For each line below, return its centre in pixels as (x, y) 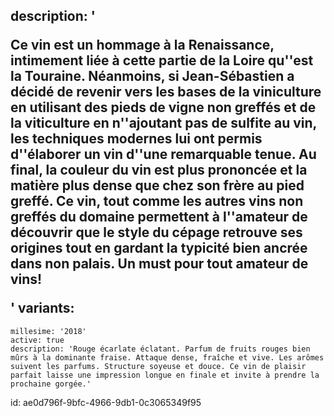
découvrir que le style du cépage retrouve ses (156, 232)
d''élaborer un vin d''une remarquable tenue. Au (163, 154)
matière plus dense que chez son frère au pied (157, 185)
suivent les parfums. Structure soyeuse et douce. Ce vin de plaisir (158, 366)
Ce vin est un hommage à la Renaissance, (142, 45)
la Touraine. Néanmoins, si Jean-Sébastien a (152, 76)
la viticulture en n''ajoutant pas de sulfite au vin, (163, 123)
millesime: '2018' (48, 331)
